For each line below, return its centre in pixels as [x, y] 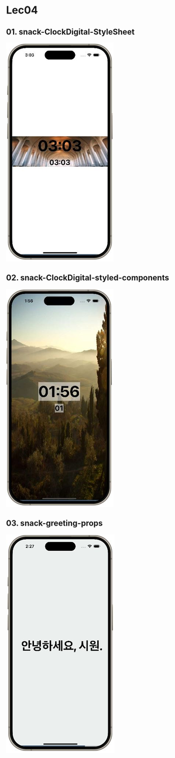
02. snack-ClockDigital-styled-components [88, 278]
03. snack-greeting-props [54, 524]
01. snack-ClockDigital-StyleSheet [71, 32]
